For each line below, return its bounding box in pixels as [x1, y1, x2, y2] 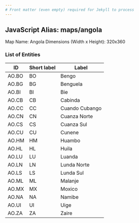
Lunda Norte [60, 161, 90, 168]
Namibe [60, 193, 79, 200]
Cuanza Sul [60, 121, 87, 128]
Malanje [60, 177, 79, 184]
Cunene [60, 129, 79, 136]
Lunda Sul [60, 169, 84, 176]
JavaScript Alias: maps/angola [5, 26, 102, 34]
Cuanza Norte [60, 113, 93, 120]
